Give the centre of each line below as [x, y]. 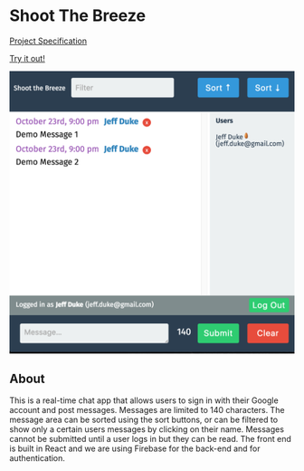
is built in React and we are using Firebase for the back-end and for [135, 448]
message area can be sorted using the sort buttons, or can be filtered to [144, 420]
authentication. [38, 458]
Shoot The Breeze [78, 16]
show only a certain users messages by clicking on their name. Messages [147, 429]
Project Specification [48, 41]
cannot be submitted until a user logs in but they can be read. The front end [151, 439]
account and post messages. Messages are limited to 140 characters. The [147, 410]
